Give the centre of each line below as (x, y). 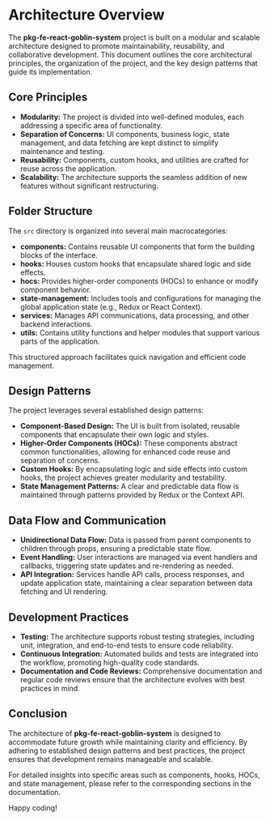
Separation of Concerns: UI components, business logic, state (125, 134)
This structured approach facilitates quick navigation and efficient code (127, 357)
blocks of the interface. (59, 255)
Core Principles (48, 98)
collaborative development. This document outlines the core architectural (130, 54)
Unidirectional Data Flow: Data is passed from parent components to (135, 540)
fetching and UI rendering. (64, 592)
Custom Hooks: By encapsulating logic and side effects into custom (134, 469)
